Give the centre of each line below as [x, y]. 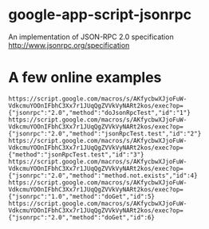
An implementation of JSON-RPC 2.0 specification [91, 37]
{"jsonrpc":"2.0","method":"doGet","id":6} [82, 217]
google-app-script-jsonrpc [100, 15]
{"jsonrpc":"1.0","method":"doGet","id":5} [82, 196]
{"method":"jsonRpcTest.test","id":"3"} [77, 154]
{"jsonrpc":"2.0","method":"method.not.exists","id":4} [103, 176]
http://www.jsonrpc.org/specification [69, 45]
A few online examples [85, 78]
